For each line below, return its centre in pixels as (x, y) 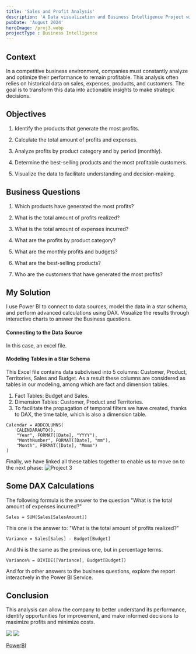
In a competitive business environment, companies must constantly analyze (97, 71)
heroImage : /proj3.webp (35, 28)
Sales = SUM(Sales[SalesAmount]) (47, 517)
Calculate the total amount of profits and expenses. (76, 140)
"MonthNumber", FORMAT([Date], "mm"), (64, 440)
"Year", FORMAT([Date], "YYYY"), (57, 435)
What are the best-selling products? (57, 263)
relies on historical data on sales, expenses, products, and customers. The (95, 83)
